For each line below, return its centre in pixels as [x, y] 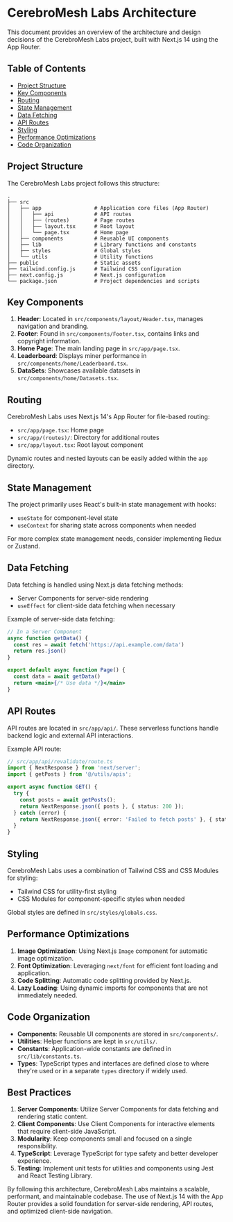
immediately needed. [47, 995]
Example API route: [34, 749]
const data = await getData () [57, 677]
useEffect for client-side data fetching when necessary [96, 605]
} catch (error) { [40, 813]
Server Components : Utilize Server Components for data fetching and [118, 1109]
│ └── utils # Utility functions [80, 256]
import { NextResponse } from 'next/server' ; [74, 768]
